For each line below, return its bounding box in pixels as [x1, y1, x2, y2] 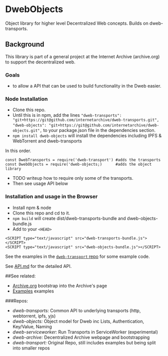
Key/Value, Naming [12, 323, 52, 329]
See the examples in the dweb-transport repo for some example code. [5, 253, 150, 259]
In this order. [5, 148, 32, 154]
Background [5, 40, 44, 49]
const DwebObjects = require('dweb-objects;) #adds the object [5, 162, 152, 167]
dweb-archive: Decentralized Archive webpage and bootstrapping [12, 334, 150, 340]
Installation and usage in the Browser [5, 193, 98, 200]
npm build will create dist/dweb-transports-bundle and [12, 215, 126, 221]
